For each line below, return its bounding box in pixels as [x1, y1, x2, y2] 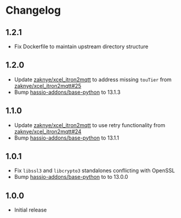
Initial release [14, 206, 47, 214]
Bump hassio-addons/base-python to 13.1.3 [14, 89, 121, 96]
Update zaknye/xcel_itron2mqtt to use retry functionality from [14, 121, 166, 128]
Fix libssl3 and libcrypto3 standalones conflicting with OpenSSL [14, 167, 176, 174]
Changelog [5, 4, 61, 17]
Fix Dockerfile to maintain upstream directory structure [14, 43, 149, 50]
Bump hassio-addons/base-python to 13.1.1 [14, 134, 119, 141]
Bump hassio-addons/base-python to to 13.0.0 [14, 173, 128, 181]
